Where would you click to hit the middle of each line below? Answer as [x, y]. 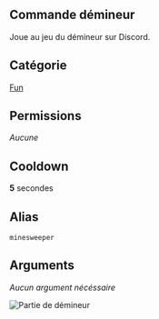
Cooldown [39, 166]
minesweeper [32, 238]
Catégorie [38, 66]
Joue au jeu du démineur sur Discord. [80, 36]
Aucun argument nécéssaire [63, 287]
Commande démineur [72, 15]
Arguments [42, 266]
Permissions [45, 116]
